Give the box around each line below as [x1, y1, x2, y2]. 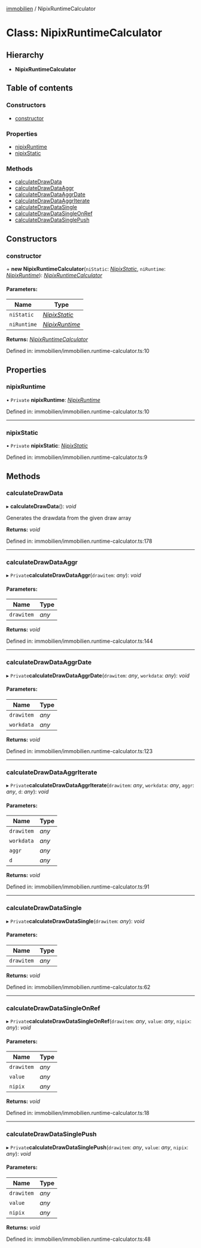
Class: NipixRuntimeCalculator [6, 26, 163, 40]
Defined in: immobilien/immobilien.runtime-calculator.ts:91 [6, 883, 150, 890]
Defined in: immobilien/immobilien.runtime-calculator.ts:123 [6, 747, 153, 754]
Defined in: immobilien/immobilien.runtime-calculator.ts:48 [6, 1235, 151, 1243]
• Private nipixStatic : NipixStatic [6, 442, 89, 449]
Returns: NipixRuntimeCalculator [6, 336, 89, 343]
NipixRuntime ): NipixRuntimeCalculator [6, 271, 103, 279]
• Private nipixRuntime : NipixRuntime [6, 396, 100, 403]
